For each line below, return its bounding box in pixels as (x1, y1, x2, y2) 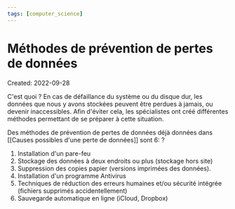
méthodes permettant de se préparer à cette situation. (7, 114, 164, 123)
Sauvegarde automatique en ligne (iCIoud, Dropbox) (17, 194, 168, 202)
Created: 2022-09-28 (7, 79, 70, 87)
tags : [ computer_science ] (7, 10, 83, 18)
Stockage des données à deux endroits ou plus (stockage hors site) (17, 156, 213, 165)
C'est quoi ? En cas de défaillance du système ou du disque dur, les (7, 92, 203, 100)
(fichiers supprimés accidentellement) (17, 187, 128, 195)
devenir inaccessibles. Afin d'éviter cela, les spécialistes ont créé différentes (7, 107, 229, 116)
